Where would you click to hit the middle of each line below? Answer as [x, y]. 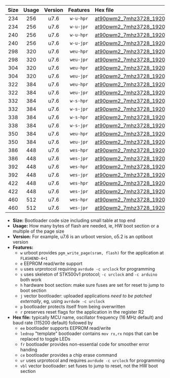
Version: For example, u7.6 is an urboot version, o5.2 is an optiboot [83, 237]
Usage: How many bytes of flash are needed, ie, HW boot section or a [86, 226]
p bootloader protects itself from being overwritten [73, 307]
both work [31, 280]
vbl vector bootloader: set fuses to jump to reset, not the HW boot [89, 366]
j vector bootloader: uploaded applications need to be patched [86, 296]
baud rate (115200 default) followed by [53, 323]
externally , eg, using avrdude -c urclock [62, 301]
